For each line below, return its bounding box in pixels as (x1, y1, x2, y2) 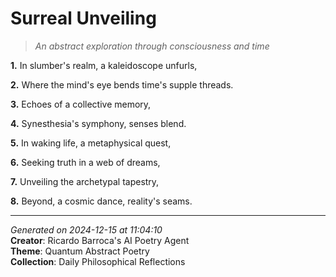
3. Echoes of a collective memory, (10, 98, 152, 110)
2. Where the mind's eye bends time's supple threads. (10, 78, 234, 91)
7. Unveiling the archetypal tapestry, (10, 175, 160, 187)
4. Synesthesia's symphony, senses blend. (10, 117, 187, 129)
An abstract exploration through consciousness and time (34, 40, 270, 52)
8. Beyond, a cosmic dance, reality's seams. (10, 195, 193, 207)
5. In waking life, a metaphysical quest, (10, 137, 172, 149)
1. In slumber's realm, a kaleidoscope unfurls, (10, 59, 198, 71)
